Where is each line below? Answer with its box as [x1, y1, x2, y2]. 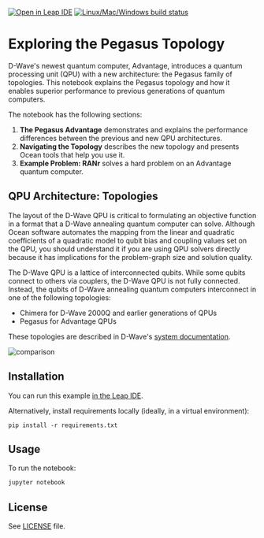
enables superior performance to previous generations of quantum [8, 86, 225, 95]
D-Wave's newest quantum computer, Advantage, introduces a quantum [8, 61, 243, 70]
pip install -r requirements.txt [8, 421, 118, 429]
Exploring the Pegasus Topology [8, 35, 225, 53]
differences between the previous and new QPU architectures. [19, 133, 223, 143]
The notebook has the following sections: [8, 109, 143, 119]
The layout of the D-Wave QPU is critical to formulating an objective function [8, 210, 257, 220]
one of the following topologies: [8, 292, 112, 302]
